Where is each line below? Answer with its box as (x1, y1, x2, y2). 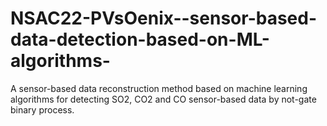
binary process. (10, 103, 75, 116)
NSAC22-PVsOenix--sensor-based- (10, 7, 318, 30)
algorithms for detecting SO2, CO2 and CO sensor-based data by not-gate (10, 93, 317, 105)
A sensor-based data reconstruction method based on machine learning (10, 82, 308, 94)
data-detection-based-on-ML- (10, 28, 270, 51)
